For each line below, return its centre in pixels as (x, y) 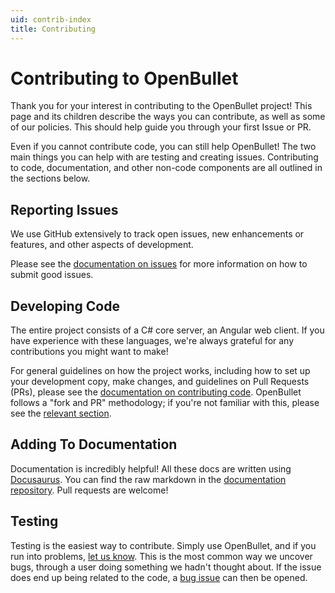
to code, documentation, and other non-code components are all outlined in (166, 168)
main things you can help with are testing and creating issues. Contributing (164, 157)
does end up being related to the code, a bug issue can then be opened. (159, 577)
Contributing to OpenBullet (124, 78)
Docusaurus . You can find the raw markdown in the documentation (148, 479)
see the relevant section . (61, 413)
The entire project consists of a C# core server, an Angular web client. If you (167, 330)
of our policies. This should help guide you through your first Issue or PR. (161, 127)
